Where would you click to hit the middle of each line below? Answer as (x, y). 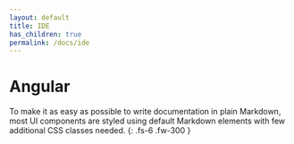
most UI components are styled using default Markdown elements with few (147, 121)
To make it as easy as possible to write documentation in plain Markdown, (145, 112)
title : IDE (29, 26)
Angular (40, 87)
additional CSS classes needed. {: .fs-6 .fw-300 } (100, 131)
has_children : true (46, 34)
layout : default (39, 17)
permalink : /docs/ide (50, 42)
